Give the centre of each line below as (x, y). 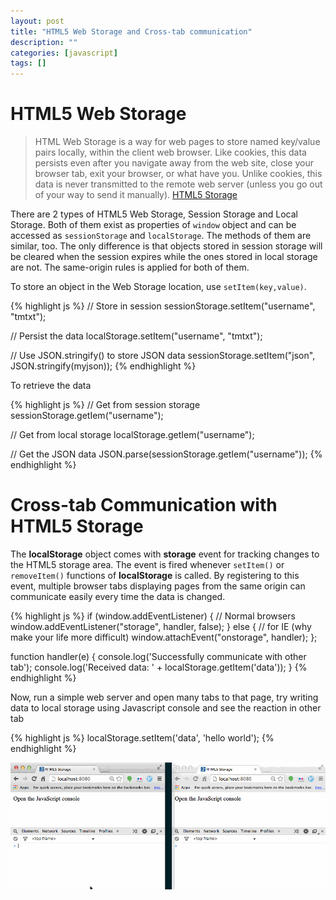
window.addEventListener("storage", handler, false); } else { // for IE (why (161, 626)
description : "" (44, 42)
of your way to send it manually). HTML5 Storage (136, 195)
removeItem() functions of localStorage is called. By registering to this (155, 575)
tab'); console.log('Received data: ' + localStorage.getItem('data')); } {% (159, 667)
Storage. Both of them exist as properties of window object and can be (153, 225)
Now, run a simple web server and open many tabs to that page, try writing (164, 697)
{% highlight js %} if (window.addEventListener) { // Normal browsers (153, 616)
